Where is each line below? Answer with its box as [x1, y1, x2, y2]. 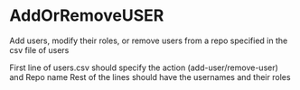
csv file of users [9, 44, 70, 55]
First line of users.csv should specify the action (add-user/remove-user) [9, 62, 278, 73]
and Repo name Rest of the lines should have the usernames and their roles [9, 71, 291, 82]
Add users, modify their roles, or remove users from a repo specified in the [9, 35, 288, 46]
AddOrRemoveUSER [9, 5, 164, 26]
